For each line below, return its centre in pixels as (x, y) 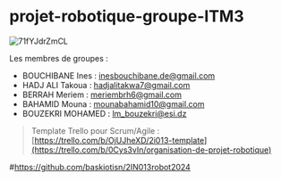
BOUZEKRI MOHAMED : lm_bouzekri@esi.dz (104, 113)
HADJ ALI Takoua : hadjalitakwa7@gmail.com (106, 85)
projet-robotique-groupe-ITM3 (127, 16)
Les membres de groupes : (59, 58)
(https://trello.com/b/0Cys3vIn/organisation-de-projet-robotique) (151, 150)
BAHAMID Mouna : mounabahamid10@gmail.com (113, 103)
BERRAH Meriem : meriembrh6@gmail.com (102, 95)
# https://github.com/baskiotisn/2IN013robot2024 (100, 167)
